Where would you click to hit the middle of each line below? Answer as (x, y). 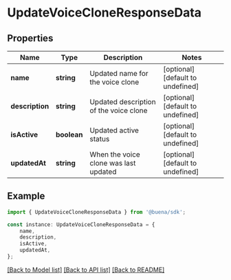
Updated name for (119, 73)
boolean (69, 134)
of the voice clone (118, 110)
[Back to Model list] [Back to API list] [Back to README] (86, 270)
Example (26, 196)
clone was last (112, 163)
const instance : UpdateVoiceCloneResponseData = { (81, 224)
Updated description (122, 102)
